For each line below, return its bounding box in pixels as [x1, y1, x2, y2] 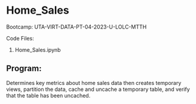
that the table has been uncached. [6, 92, 91, 99]
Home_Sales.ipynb [14, 46, 61, 53]
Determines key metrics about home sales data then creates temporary [6, 79, 182, 86]
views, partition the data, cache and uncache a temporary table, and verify [6, 86, 190, 93]
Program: [6, 64, 42, 74]
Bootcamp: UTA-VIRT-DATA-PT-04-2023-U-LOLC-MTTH [6, 23, 147, 30]
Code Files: [6, 34, 34, 42]
